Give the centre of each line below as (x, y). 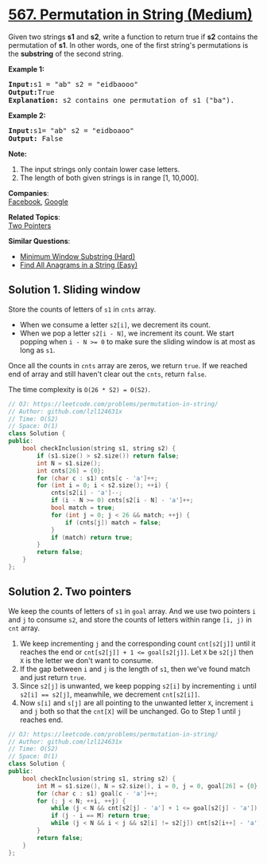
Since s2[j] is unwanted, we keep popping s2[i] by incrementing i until (138, 685)
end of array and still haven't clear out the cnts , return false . (108, 374)
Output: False (36, 138)
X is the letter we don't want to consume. (86, 660)
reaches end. (41, 720)
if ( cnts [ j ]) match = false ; (113, 522)
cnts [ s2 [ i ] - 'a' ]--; (87, 493)
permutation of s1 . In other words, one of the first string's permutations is (128, 45)
